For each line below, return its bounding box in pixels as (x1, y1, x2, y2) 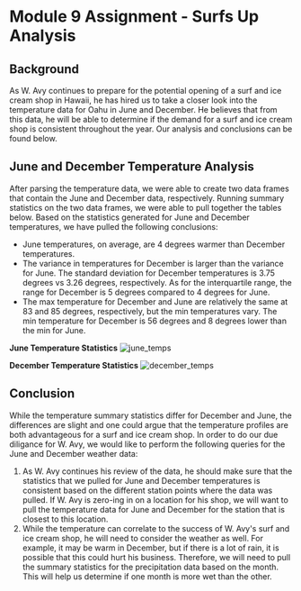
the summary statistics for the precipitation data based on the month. (22, 561, 279, 572)
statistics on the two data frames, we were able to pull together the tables (9, 202, 282, 213)
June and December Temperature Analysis (9, 159, 254, 175)
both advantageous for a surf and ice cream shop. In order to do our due (9, 429, 279, 440)
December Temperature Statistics (9, 359, 139, 370)
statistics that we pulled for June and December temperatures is (22, 475, 261, 486)
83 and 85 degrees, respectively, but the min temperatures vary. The (22, 305, 278, 316)
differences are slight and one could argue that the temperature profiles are (9, 419, 289, 430)
